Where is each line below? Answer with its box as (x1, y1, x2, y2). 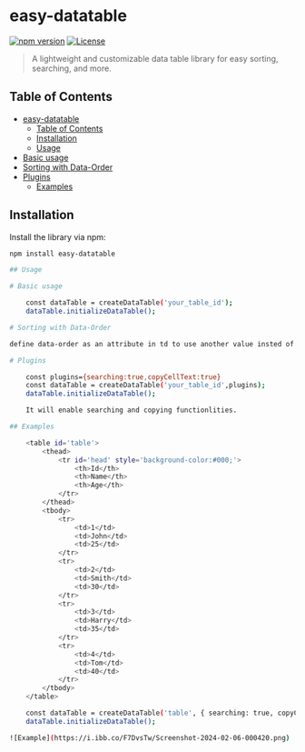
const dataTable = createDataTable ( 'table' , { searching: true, (25, 708, 274, 718)
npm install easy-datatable (9, 249, 116, 258)
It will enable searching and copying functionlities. (25, 406, 238, 415)
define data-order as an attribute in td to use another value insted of (9, 339, 295, 348)
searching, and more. (31, 63, 112, 74)
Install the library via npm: (9, 231, 106, 242)
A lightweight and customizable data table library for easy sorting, (31, 53, 279, 64)
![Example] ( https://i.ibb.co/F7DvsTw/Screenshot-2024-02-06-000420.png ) (9, 733, 290, 742)
